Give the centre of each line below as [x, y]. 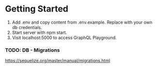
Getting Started [37, 9]
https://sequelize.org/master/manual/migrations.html [58, 61]
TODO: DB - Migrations [32, 50]
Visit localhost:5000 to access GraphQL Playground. [64, 38]
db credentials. [27, 27]
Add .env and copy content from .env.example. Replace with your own [82, 22]
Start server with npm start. [39, 32]
